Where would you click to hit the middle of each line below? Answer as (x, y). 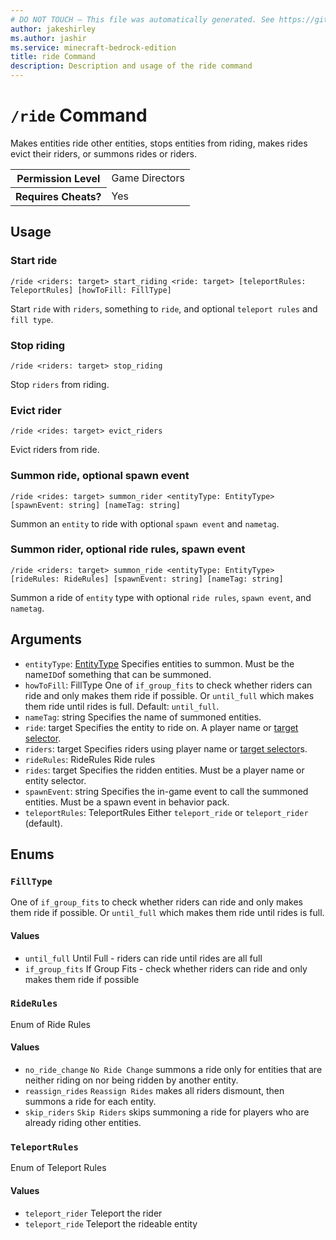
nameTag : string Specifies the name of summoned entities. (143, 717)
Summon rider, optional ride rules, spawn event (128, 549)
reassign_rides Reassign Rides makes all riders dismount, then (154, 1091)
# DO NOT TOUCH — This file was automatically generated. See (142, 19)
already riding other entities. (83, 1123)
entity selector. (55, 780)
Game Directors (148, 178)
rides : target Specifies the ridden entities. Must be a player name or (164, 770)
